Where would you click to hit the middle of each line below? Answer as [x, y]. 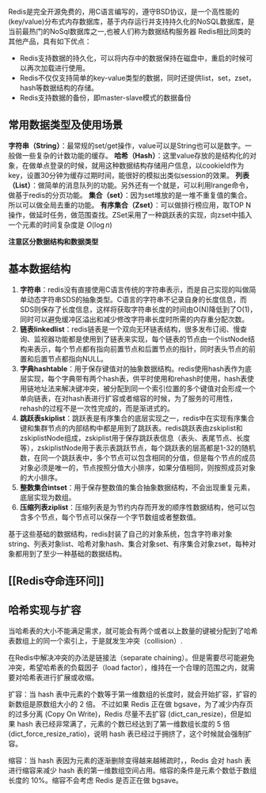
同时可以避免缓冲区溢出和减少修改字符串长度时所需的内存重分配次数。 [134, 319]
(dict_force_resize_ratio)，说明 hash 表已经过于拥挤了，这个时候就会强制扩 [130, 734]
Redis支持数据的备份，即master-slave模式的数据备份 [105, 98]
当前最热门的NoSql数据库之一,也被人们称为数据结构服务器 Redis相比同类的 [130, 31]
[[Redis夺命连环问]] [56, 581]
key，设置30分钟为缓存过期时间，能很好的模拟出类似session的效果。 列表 [129, 175]
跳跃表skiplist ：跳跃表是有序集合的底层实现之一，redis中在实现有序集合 [137, 418]
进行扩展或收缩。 [70, 677]
